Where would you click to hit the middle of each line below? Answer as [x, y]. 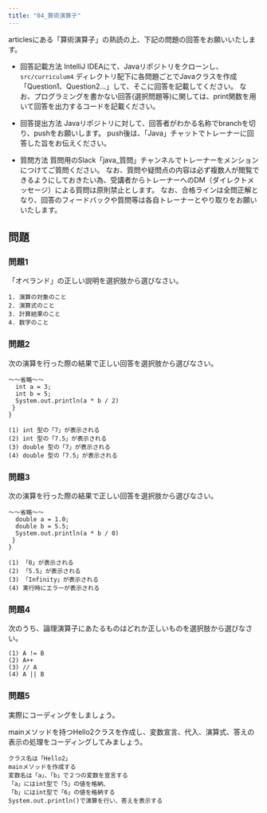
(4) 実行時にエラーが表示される [54, 588]
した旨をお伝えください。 [69, 143]
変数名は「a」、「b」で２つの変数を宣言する [69, 775]
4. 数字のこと [29, 323]
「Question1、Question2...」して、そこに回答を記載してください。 [128, 86]
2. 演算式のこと [31, 306]
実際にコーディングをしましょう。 [64, 715]
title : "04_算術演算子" [45, 16]
